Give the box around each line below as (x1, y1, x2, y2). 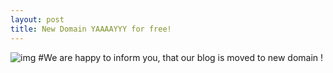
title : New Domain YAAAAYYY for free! (10, 24, 172, 34)
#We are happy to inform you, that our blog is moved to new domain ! (38, 51, 324, 63)
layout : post (10, 14, 65, 25)
